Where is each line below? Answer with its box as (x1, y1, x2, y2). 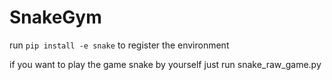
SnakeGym (9, 6, 102, 29)
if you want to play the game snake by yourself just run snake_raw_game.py (9, 58, 322, 70)
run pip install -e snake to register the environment (9, 39, 230, 51)
